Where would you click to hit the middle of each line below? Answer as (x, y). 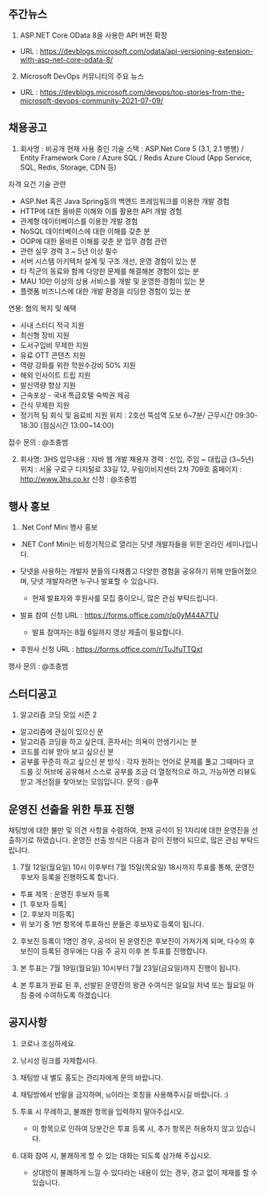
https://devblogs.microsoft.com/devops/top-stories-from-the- (142, 92)
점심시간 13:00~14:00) (78, 425)
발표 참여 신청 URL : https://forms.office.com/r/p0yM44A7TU (119, 615)
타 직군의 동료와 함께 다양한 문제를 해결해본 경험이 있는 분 (110, 271)
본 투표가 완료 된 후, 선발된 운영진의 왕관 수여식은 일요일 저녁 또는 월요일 (133, 985)
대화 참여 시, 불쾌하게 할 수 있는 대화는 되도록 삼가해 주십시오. (116, 1155)
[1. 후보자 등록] (43, 904)
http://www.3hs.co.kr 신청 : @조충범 (78, 479)
